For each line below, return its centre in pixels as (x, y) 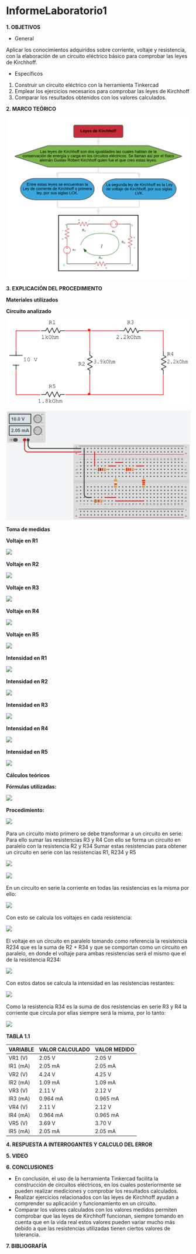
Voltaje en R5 (23, 635)
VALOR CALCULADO (64, 1049)
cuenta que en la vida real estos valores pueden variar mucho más (95, 1222)
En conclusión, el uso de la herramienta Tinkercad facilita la (86, 1178)
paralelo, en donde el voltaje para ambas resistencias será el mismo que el (96, 954)
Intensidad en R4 (27, 728)
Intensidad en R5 (27, 752)
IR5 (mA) (19, 1131)
